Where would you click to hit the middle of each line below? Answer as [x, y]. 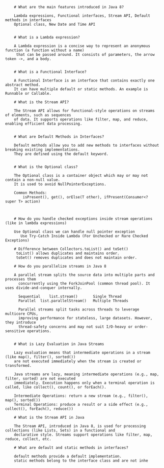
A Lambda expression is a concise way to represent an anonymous [82, 46]
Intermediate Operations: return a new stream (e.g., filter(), [81, 396]
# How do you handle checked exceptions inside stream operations [83, 219]
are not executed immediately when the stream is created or [78, 361]
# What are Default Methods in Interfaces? [59, 137]
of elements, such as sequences [38, 115]
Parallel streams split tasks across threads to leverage [79, 310]
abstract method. [23, 85]
